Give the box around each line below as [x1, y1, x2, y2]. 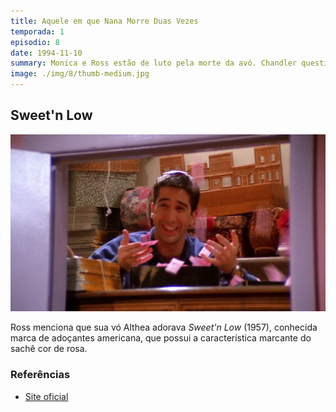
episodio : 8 [10, 37, 60, 47]
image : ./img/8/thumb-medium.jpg [10, 69, 150, 79]
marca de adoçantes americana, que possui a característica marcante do [10, 332, 312, 344]
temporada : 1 [10, 26, 65, 37]
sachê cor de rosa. [10, 343, 88, 355]
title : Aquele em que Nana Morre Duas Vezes [10, 16, 199, 26]
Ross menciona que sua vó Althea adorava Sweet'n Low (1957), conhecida [10, 321, 318, 334]
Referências [10, 368, 71, 382]
